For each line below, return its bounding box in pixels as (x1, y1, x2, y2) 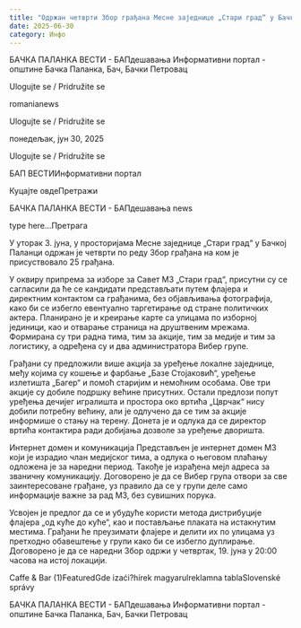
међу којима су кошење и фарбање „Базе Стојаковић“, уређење (9, 368, 256, 379)
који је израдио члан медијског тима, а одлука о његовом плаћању (9, 452, 268, 463)
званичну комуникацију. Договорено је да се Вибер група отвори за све (9, 471, 288, 482)
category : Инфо (9, 30, 66, 39)
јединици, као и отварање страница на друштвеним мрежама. (9, 322, 251, 333)
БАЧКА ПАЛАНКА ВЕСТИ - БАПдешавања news (9, 203, 193, 214)
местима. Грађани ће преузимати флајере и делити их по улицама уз (9, 527, 275, 537)
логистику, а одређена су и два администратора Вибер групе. (9, 341, 249, 352)
